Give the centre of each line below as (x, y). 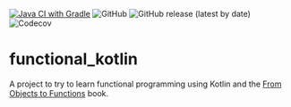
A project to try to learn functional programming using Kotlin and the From (145, 84)
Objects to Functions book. (59, 93)
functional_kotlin (74, 59)
